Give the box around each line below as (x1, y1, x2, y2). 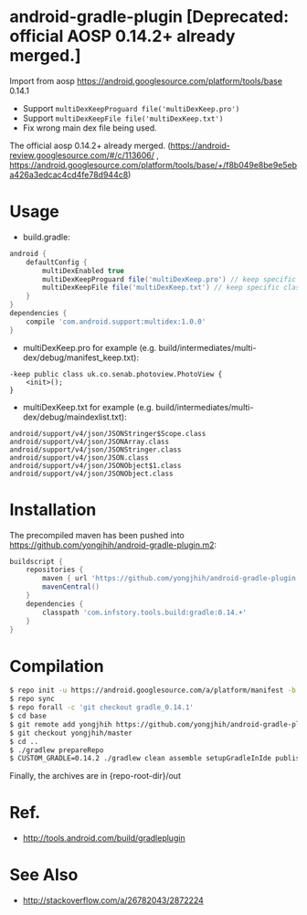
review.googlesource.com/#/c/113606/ (9, 149, 155, 161)
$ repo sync (9, 695, 55, 704)
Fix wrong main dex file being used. (22, 122, 157, 133)
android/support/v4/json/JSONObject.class (9, 469, 174, 478)
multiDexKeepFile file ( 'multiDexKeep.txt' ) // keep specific (42, 283, 281, 293)
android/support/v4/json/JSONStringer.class (9, 445, 182, 454)
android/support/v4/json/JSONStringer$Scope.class (9, 429, 206, 438)
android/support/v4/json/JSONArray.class (9, 437, 170, 446)
